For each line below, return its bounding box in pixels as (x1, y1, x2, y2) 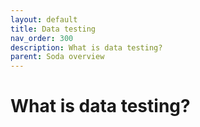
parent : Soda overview (10, 52, 105, 62)
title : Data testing (10, 24, 97, 34)
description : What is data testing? (10, 42, 163, 53)
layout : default (10, 14, 78, 25)
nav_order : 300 (10, 33, 74, 43)
